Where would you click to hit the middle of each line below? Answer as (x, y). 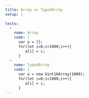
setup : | (14, 14)
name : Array (26, 33)
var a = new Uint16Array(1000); (51, 74)
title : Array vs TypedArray (34, 10)
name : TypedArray (32, 65)
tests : (12, 24)
